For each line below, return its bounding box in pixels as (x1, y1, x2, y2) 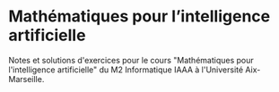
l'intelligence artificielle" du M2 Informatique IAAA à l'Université (8, 64, 244, 75)
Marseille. (8, 73, 45, 84)
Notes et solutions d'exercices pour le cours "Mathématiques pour (8, 54, 255, 65)
